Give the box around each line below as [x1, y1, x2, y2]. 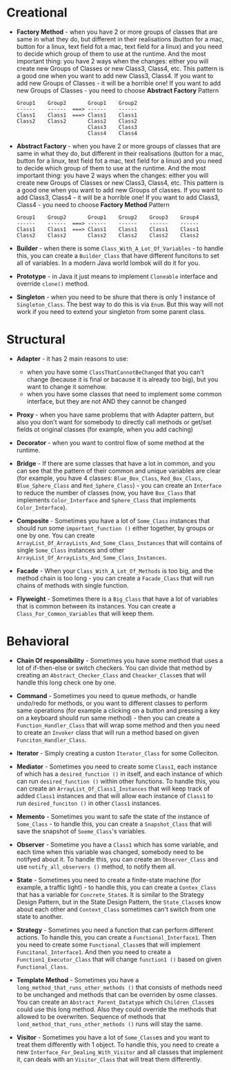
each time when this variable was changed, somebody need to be [16, 847, 204, 856]
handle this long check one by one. [16, 678, 117, 686]
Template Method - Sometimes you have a [16, 975, 139, 984]
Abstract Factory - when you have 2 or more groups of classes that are [16, 141, 221, 150]
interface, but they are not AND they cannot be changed [26, 397, 187, 405]
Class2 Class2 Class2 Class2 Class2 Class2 [16, 232, 199, 239]
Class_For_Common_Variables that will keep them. [16, 609, 154, 617]
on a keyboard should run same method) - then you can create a [16, 713, 201, 722]
